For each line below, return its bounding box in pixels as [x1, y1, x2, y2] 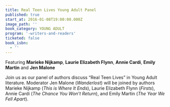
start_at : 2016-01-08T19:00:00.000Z [5, 17, 83, 22]
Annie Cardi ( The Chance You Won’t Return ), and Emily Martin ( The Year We [5, 90, 165, 96]
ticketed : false [5, 36, 40, 41]
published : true [5, 12, 40, 17]
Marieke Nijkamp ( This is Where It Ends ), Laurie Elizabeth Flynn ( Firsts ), [5, 85, 155, 91]
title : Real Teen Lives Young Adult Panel [5, 7, 96, 13]
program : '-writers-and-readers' [5, 31, 76, 36]
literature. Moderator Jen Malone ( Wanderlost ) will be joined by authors [5, 80, 155, 86]
